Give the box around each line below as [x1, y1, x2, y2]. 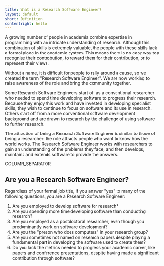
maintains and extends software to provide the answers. [5, 152, 118, 158]
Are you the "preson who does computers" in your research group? [12, 229, 148, 235]
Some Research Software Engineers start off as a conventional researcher [5, 90, 155, 96]
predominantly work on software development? [12, 224, 108, 230]
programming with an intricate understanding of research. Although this [5, 40, 150, 46]
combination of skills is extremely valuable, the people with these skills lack [5, 45, 158, 51]
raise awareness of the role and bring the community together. [5, 80, 131, 86]
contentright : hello [5, 21, 47, 26]
